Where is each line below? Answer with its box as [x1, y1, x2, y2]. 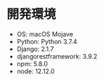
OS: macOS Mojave [16, 29, 74, 38]
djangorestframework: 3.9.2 [16, 52, 98, 60]
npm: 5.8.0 [16, 59, 48, 68]
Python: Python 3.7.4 [16, 37, 78, 45]
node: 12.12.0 [16, 67, 55, 75]
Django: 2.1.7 [16, 45, 54, 53]
